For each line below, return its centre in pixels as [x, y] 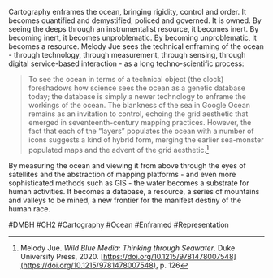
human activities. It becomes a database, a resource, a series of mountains [134, 191]
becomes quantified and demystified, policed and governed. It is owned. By [135, 20]
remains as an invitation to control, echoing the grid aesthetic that [138, 114]
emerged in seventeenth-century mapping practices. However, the [140, 122]
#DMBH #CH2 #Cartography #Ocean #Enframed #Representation [119, 224]
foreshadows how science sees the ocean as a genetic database [137, 88]
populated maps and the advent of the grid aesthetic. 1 [119, 149]
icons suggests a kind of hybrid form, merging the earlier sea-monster [146, 140]
